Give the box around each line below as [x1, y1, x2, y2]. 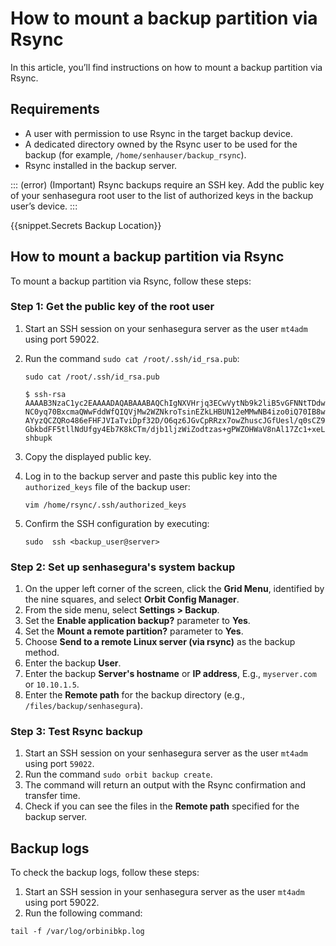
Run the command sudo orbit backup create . [24, 768, 213, 781]
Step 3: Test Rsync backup [10, 725, 143, 739]
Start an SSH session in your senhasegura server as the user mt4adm [24, 886, 305, 898]
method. [24, 647, 60, 659]
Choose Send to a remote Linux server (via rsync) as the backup [24, 636, 296, 648]
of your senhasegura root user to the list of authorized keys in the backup [10, 189, 314, 201]
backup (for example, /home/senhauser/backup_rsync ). [24, 148, 247, 161]
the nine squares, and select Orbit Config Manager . [24, 593, 240, 606]
